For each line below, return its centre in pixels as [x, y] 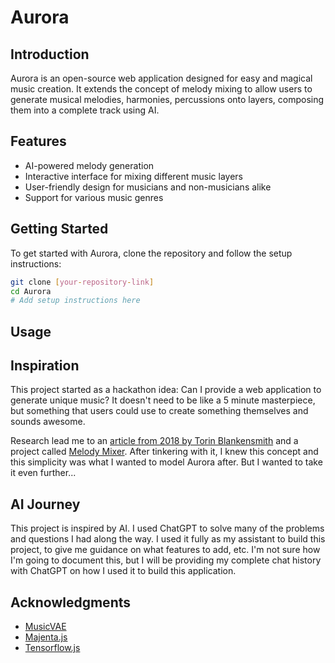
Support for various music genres [94, 197]
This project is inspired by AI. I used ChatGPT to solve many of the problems [167, 528]
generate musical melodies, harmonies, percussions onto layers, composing [167, 99]
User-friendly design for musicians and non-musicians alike [148, 187]
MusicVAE [45, 627]
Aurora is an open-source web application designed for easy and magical [161, 78]
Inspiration [45, 366]
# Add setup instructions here [75, 301]
